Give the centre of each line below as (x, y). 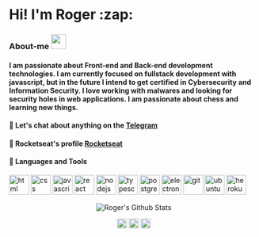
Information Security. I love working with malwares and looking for (121, 90)
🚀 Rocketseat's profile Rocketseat (66, 143)
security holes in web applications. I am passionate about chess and (124, 99)
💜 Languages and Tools (48, 162)
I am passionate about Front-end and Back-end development (111, 65)
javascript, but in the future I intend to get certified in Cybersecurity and (130, 82)
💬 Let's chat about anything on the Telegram (83, 125)
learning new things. (44, 107)
